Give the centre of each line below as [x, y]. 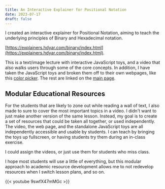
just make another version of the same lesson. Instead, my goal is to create [81, 116]
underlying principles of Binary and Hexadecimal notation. [64, 38]
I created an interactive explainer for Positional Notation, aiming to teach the [82, 33]
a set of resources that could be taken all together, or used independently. [80, 121]
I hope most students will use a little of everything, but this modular [73, 161]
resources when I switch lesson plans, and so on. [55, 172]
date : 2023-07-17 [23, 14]
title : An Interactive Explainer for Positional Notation [66, 10]
